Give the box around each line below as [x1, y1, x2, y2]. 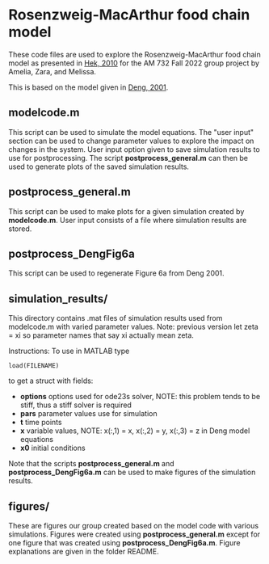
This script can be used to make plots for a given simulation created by [8, 206, 245, 216]
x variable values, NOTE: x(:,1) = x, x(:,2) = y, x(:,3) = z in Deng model [19, 426, 250, 436]
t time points [19, 418, 62, 427]
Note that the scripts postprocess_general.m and [8, 459, 175, 469]
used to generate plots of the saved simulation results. [8, 162, 190, 171]
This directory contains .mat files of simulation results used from [8, 314, 223, 323]
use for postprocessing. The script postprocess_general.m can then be [8, 153, 249, 162]
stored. [8, 224, 32, 234]
